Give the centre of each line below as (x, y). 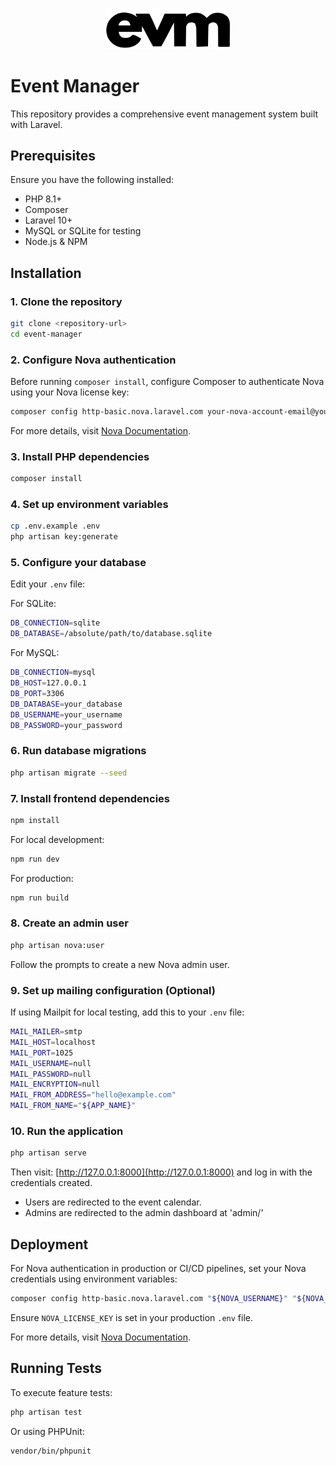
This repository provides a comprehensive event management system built (164, 114)
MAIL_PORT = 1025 (42, 1053)
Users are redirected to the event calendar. (113, 1202)
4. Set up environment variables (89, 505)
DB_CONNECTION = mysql (53, 673)
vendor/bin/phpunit (51, 1451)
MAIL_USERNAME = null (51, 1063)
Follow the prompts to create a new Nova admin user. (120, 964)
